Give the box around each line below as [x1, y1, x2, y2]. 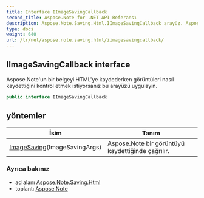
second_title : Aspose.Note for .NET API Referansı [6, 15, 137, 21]
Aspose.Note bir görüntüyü [107, 139, 185, 148]
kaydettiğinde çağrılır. [107, 146, 170, 155]
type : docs [6, 26, 34, 32]
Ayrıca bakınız [6, 165, 50, 173]
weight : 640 [6, 32, 36, 38]
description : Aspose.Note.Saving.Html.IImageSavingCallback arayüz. [6, 20, 183, 26]
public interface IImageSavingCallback [6, 94, 107, 100]
